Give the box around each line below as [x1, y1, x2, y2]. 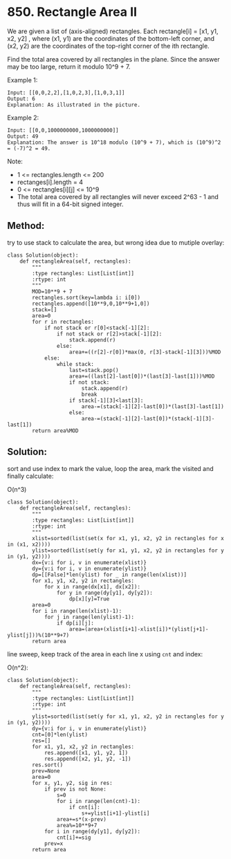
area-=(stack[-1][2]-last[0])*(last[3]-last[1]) [81, 403, 225, 410]
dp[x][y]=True [68, 595, 110, 602]
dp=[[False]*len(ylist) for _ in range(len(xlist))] [32, 571, 187, 578]
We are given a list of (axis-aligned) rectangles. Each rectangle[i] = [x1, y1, [7, 27, 219, 35]
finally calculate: [7, 472, 54, 480]
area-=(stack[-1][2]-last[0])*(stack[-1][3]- [81, 415, 215, 422]
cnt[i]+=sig [56, 834, 91, 841]
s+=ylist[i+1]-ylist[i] [81, 810, 150, 817]
